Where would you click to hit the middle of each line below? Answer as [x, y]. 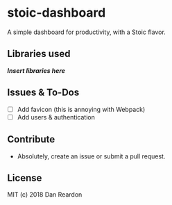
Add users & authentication [56, 117]
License [25, 178]
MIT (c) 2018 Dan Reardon [45, 195]
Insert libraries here [36, 70]
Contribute [31, 139]
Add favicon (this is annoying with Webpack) [81, 109]
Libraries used [39, 54]
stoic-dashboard [57, 13]
